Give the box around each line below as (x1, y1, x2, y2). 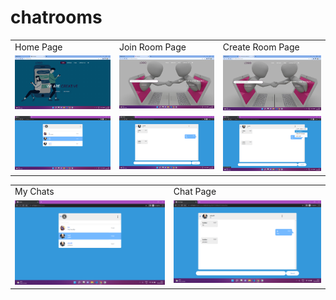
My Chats (14, 186, 55, 198)
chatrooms (10, 6, 103, 29)
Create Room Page (222, 41, 300, 53)
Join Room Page (118, 41, 187, 53)
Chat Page (173, 186, 217, 198)
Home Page (14, 41, 63, 53)
